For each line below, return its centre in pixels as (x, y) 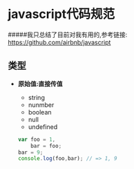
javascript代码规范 (61, 14)
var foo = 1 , (37, 139)
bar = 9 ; (30, 152)
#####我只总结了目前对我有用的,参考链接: (68, 34)
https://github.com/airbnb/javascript (59, 42)
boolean (40, 112)
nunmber (41, 105)
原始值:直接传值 (40, 83)
